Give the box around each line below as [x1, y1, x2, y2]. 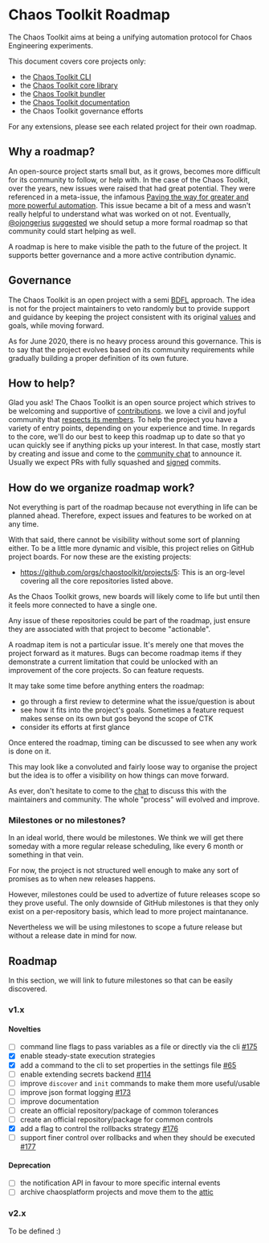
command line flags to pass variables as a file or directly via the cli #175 [19, 1042, 258, 1052]
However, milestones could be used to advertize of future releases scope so [8, 890, 261, 900]
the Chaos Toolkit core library [19, 80, 118, 90]
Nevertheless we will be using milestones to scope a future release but [8, 922, 243, 932]
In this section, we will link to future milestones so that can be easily [8, 975, 233, 986]
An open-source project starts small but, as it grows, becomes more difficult [8, 166, 261, 176]
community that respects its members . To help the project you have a [8, 415, 238, 425]
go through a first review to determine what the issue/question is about [19, 697, 255, 707]
